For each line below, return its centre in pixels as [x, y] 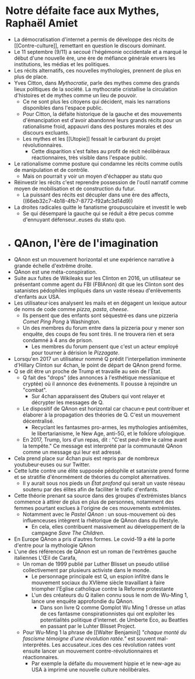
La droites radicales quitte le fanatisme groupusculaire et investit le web [100, 207]
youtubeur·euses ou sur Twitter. [52, 464]
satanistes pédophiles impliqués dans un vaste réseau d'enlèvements [97, 290]
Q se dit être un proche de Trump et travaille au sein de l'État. [88, 371]
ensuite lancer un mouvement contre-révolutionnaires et [90, 651]
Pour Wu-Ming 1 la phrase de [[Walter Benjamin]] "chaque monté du [105, 632]
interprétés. [36, 644]
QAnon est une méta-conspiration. [55, 272]
